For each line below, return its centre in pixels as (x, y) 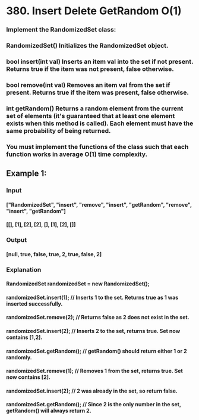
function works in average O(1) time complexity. (77, 154)
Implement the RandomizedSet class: (61, 30)
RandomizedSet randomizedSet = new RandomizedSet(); (78, 284)
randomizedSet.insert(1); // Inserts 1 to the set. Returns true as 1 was (92, 297)
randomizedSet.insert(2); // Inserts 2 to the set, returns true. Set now (93, 331)
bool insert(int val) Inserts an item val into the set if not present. (100, 61)
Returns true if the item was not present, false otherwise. (90, 69)
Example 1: (26, 174)
